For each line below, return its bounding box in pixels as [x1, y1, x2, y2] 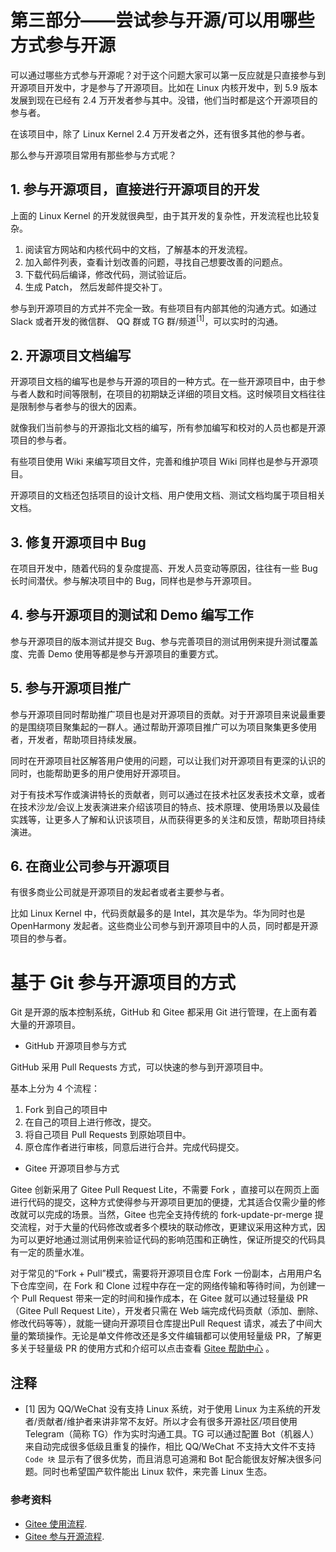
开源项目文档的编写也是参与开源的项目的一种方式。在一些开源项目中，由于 [10, 376, 317, 388]
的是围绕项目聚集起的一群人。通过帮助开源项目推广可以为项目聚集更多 [10, 721, 300, 733]
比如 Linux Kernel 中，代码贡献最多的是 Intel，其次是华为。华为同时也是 [10, 907, 306, 920]
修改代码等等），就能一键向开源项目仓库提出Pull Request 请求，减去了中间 [10, 1317, 314, 1330]
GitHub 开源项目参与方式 [24, 1040, 127, 1052]
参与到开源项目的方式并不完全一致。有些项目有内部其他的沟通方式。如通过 [10, 302, 317, 314]
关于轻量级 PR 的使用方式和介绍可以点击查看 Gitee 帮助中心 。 [18, 1342, 275, 1355]
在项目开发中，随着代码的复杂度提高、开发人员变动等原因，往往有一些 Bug [10, 562, 318, 575]
